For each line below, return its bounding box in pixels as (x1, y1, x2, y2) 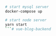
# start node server (5, 17, 47, 23)
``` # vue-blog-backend (5, 26, 51, 31)
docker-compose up (5, 9, 42, 14)
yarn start (5, 22, 27, 27)
